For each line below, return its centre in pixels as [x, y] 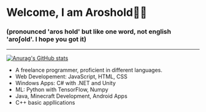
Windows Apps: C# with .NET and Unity [66, 83]
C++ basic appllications [45, 103]
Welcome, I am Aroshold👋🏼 [77, 13]
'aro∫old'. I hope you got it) [47, 39]
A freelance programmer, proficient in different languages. [89, 70]
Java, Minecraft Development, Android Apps [71, 96]
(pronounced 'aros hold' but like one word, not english [89, 32]
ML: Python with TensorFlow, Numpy [62, 90]
